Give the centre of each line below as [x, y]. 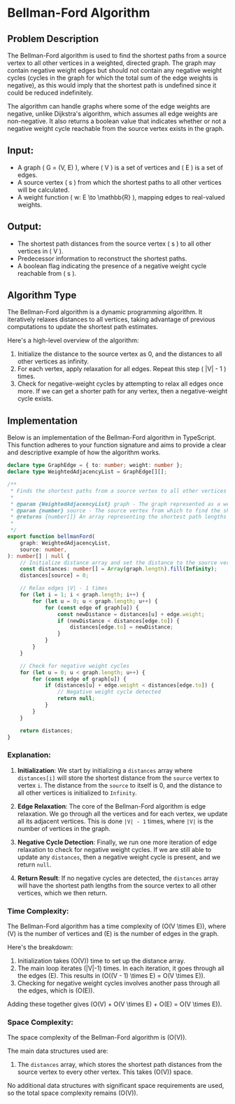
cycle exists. [35, 399]
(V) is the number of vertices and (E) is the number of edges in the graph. [113, 933]
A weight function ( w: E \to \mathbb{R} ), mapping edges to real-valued [121, 197]
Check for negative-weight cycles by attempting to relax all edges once [120, 384]
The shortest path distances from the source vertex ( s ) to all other [114, 244]
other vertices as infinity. [53, 361]
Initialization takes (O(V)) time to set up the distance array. [101, 960]
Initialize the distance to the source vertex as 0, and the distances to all [120, 354]
